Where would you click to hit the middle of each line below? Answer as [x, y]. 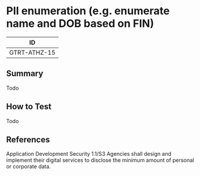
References [28, 139]
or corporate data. [29, 166]
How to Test [29, 107]
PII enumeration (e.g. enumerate [88, 11]
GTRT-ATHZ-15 [32, 52]
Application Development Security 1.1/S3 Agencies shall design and [89, 154]
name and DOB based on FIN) [80, 23]
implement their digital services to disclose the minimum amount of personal [100, 160]
